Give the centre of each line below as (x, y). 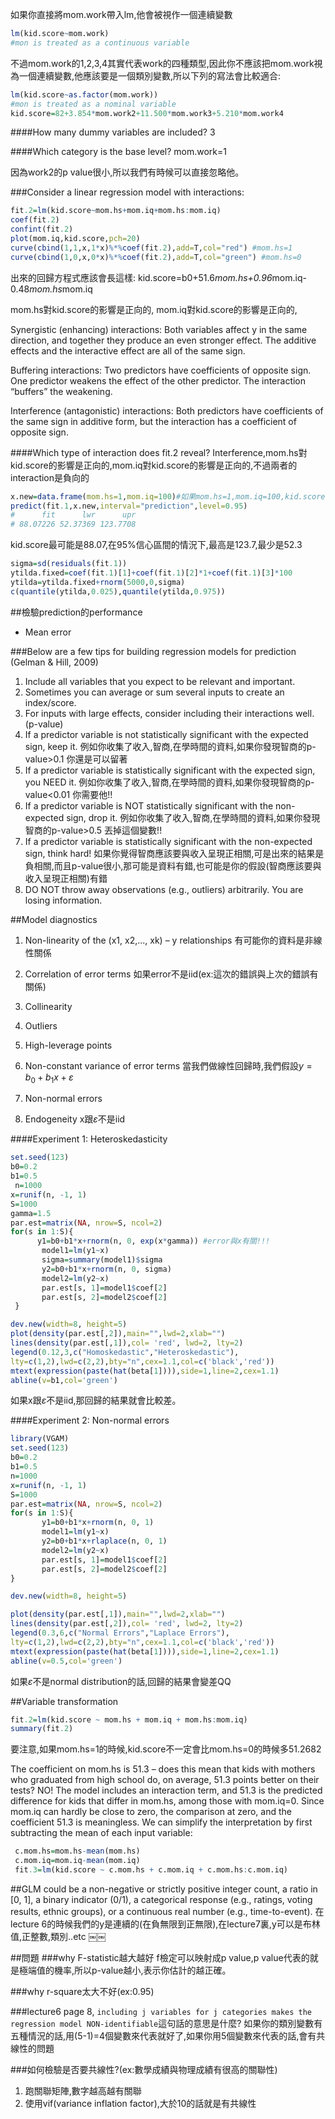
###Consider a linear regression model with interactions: (127, 192)
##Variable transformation (64, 1701)
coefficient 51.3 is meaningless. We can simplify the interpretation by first (161, 1822)
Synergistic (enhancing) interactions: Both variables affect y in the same (159, 329)
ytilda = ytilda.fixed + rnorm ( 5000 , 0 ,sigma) (98, 582)
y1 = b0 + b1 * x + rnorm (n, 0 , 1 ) (98, 1523)
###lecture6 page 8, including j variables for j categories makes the (161, 2011)
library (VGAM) (40, 1439)
